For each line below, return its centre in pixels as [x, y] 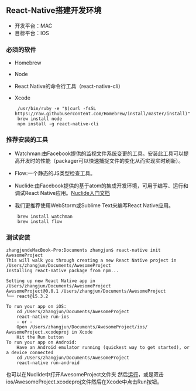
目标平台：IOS [32, 33]
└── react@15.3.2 [27, 296]
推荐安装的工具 [27, 140]
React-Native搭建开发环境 [54, 11]
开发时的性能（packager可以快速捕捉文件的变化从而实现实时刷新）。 [102, 161]
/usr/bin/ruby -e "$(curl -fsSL [57, 109]
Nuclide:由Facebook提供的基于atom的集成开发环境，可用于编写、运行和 [102, 186]
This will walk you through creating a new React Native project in [91, 260]
